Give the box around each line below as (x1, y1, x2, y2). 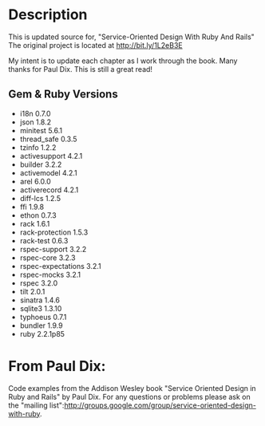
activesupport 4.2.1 (19, 151, 83, 160)
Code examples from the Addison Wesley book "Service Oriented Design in (8, 383, 257, 392)
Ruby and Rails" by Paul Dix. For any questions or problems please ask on (8, 392, 251, 401)
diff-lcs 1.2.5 (19, 193, 61, 203)
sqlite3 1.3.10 (19, 303, 62, 313)
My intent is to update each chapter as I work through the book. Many (8, 56, 238, 65)
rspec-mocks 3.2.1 (19, 270, 81, 279)
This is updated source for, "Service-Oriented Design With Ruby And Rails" (8, 32, 255, 41)
